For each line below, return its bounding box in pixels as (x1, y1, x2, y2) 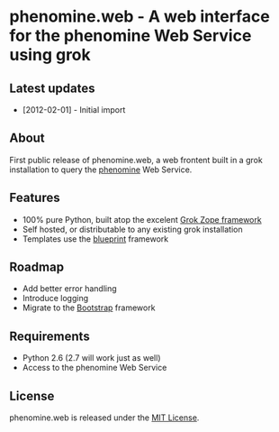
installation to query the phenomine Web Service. (9, 164, 193, 175)
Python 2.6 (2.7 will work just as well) (22, 353, 161, 363)
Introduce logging (22, 293, 88, 304)
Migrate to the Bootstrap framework (22, 302, 156, 313)
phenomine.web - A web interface (9, 6, 270, 27)
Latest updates (9, 80, 95, 96)
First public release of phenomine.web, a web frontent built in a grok (9, 154, 263, 165)
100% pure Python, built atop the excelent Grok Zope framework (22, 214, 263, 225)
